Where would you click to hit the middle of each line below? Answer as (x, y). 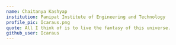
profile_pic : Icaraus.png (38, 22)
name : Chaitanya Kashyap (37, 11)
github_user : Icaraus (33, 33)
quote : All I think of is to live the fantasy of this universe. (88, 28)
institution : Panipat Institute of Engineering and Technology (86, 17)
